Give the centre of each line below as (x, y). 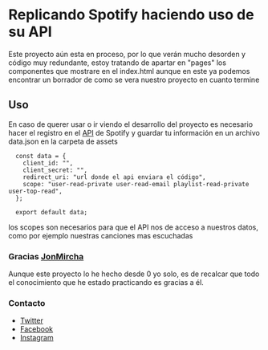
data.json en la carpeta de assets (63, 141)
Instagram (37, 338)
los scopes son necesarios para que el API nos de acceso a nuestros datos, (134, 227)
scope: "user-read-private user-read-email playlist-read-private (136, 184)
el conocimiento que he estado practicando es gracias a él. (106, 283)
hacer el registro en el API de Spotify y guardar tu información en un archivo (134, 132)
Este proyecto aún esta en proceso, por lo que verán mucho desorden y (127, 54)
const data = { (41, 156)
